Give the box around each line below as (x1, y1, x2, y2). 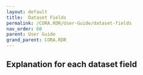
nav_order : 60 (6, 25, 43, 32)
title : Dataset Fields (6, 15, 67, 21)
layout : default (6, 8, 47, 15)
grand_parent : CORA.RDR (6, 37, 67, 43)
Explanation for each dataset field (6, 59, 138, 70)
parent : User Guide (6, 31, 56, 37)
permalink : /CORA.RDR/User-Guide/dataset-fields (6, 20, 132, 26)
